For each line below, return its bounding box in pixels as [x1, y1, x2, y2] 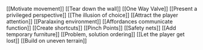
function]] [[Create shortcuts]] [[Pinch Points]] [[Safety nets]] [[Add [6, 24, 176, 31]
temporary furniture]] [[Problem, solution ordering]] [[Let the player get [6, 31, 185, 38]
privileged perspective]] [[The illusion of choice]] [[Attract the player [6, 11, 179, 19]
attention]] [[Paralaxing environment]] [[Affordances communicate [6, 18, 173, 25]
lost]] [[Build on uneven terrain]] [6, 37, 87, 44]
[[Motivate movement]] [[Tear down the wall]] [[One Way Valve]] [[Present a [6, 5, 198, 12]
